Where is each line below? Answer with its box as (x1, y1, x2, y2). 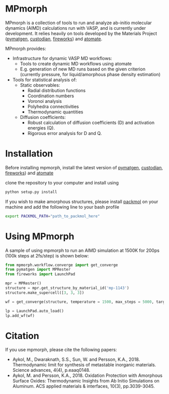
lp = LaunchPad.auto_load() (5, 308, 64, 313)
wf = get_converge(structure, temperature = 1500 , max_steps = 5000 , (5, 299, 154, 304)
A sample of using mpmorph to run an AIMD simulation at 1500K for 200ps (5, 247, 160, 253)
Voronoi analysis (27, 98, 62, 104)
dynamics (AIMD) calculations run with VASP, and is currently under (5, 25, 146, 31)
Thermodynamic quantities (27, 109, 83, 115)
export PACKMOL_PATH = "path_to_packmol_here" (5, 214, 100, 219)
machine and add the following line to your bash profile (5, 204, 120, 210)
